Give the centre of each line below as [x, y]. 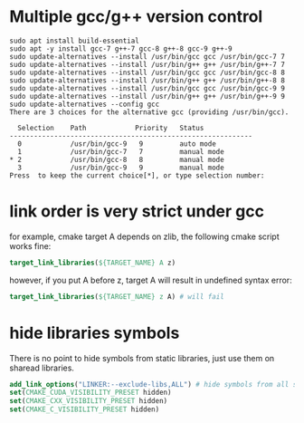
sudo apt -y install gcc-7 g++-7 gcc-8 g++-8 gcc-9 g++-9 [121, 48]
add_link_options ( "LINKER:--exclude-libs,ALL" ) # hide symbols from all [149, 384]
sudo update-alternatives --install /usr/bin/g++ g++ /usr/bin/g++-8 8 [147, 80]
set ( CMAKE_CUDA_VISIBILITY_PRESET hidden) [90, 393]
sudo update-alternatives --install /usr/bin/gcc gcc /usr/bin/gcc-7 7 [147, 56]
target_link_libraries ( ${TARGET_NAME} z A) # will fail [117, 296]
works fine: [30, 245]
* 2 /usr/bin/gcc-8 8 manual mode [117, 159]
